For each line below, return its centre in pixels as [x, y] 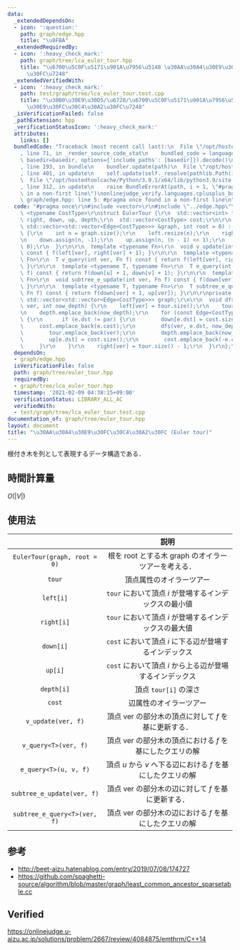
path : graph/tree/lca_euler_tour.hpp [76, 61]
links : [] [35, 140]
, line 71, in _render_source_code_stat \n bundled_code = [113, 154]
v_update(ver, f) [55, 721]
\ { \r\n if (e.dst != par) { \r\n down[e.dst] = [111, 320]
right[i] [55, 622]
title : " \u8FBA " [45, 41]
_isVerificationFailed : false [59, 114]
